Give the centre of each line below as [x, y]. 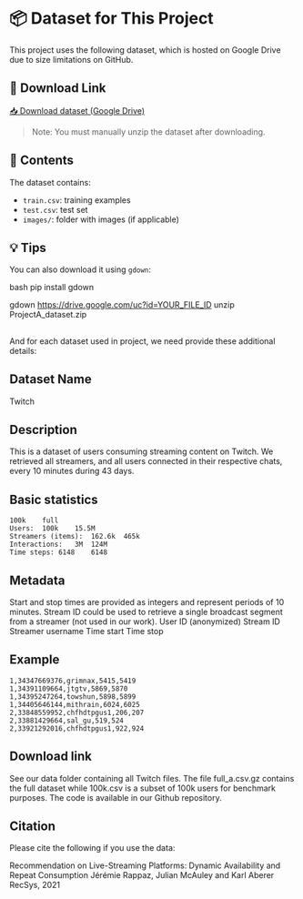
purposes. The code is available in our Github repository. [116, 797]
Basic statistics [54, 499]
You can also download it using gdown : [81, 269]
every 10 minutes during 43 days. [72, 471]
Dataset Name [51, 379]
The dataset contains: [50, 182]
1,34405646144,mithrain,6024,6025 [75, 704]
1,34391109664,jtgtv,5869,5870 [69, 689]
